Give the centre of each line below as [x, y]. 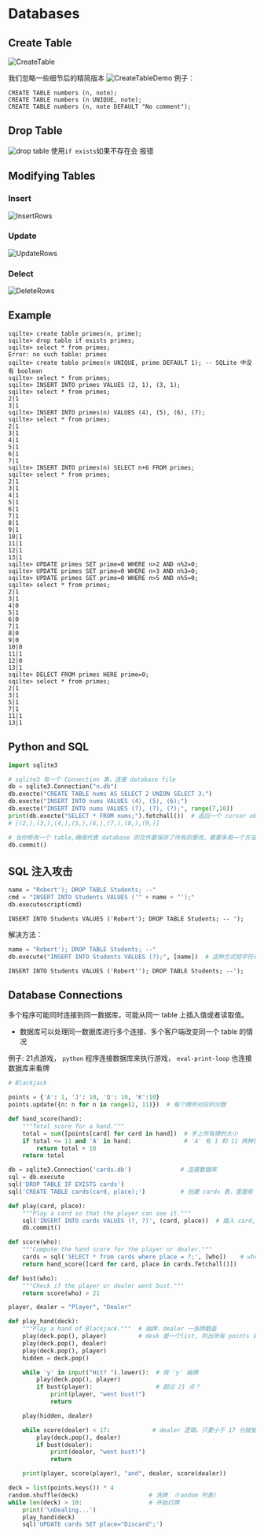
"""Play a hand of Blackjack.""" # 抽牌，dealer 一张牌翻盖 [120, 1329]
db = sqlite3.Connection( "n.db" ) [63, 787]
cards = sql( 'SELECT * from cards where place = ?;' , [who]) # [133, 1257]
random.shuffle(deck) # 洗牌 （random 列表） [114, 1495]
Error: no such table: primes [58, 354]
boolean [30, 371]
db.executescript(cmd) [45, 905]
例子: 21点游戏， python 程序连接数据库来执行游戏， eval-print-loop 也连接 [130, 1058]
